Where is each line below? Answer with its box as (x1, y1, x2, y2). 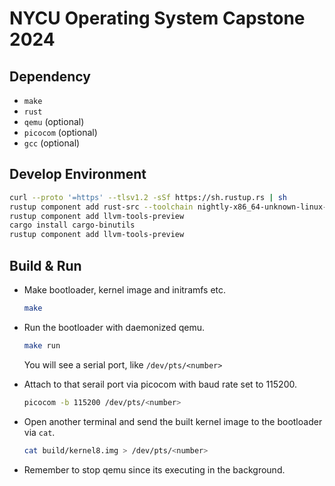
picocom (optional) (23, 127, 98, 138)
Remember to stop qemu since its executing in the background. (23, 463, 286, 476)
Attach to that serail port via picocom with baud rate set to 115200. (23, 378, 297, 390)
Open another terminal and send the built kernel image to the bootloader (23, 415, 323, 427)
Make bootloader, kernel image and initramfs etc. (23, 284, 227, 296)
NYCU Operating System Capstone (9, 7, 306, 30)
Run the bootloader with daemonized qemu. (23, 321, 205, 333)
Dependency (9, 68, 91, 85)
